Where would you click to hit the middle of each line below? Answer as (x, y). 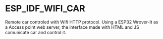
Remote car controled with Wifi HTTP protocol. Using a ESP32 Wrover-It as (82, 22)
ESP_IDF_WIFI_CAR (45, 9)
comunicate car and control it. (36, 32)
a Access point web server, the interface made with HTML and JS (72, 27)
